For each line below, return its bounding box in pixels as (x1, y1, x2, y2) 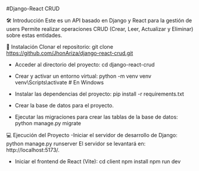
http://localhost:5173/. (6, 147, 60, 153)
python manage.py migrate (14, 120, 82, 126)
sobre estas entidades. (6, 32, 63, 39)
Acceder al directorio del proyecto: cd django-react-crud (14, 61, 155, 68)
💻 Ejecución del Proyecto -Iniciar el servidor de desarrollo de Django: (6, 132, 178, 138)
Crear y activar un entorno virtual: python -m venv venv (14, 72, 152, 80)
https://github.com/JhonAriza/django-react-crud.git (6, 50, 133, 56)
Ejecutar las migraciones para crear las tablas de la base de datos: (14, 113, 178, 121)
